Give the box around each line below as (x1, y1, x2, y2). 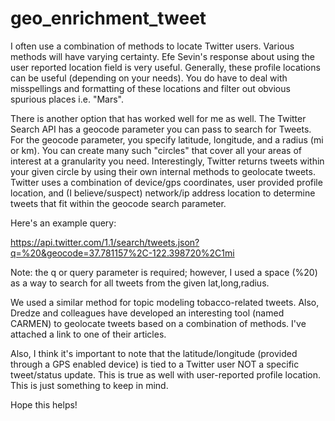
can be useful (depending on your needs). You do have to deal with (10, 72, 288, 84)
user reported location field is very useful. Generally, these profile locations (10, 61, 321, 73)
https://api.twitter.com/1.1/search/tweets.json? (10, 236, 200, 248)
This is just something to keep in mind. (10, 379, 169, 391)
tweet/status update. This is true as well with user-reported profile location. (10, 368, 322, 381)
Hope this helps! (10, 398, 78, 411)
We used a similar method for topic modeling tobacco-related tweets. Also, (10, 296, 320, 308)
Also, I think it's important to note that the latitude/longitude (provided (10, 347, 298, 359)
